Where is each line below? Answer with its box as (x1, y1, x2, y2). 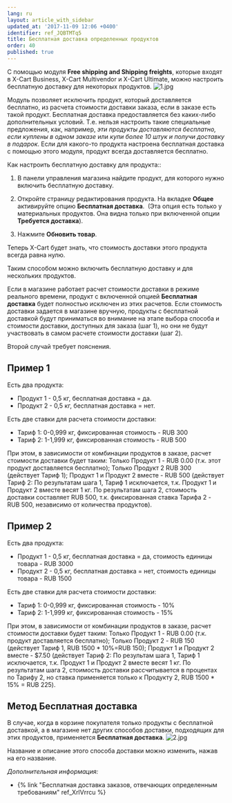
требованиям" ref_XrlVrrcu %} (17, 788, 106, 797)
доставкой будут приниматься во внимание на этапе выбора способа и (7, 314, 220, 322)
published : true (7, 49, 54, 56)
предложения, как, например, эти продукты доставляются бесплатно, (7, 125, 216, 133)
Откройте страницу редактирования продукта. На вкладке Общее (17, 194, 214, 202)
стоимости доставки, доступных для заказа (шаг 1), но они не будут (7, 321, 209, 330)
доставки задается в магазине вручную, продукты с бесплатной (7, 307, 199, 315)
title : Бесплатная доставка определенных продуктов (7, 36, 159, 43)
